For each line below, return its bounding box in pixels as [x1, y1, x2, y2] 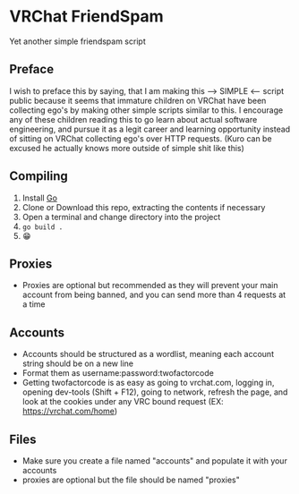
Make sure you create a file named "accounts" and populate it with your [21, 456, 288, 466]
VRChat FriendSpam [9, 6, 164, 27]
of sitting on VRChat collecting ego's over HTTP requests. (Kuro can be [9, 132, 272, 144]
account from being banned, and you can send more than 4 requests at [21, 289, 286, 301]
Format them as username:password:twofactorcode [21, 368, 215, 379]
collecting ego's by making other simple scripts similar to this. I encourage [9, 105, 284, 115]
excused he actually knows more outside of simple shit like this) [9, 142, 244, 153]
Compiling [9, 168, 69, 184]
